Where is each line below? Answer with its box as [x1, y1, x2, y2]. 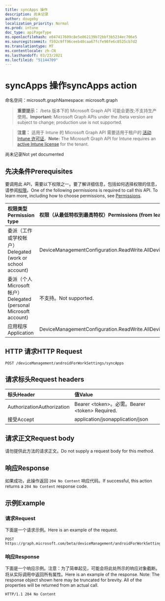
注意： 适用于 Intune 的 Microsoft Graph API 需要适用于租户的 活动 [17, 130, 151, 136]
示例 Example [5, 499, 45, 507]
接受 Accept [7, 416, 34, 423]
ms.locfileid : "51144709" [5, 57, 58, 62]
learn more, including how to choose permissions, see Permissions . [5, 193, 142, 199]
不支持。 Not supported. [39, 295, 94, 301]
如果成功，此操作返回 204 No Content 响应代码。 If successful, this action [5, 478, 152, 484]
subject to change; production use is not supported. [17, 119, 123, 125]
